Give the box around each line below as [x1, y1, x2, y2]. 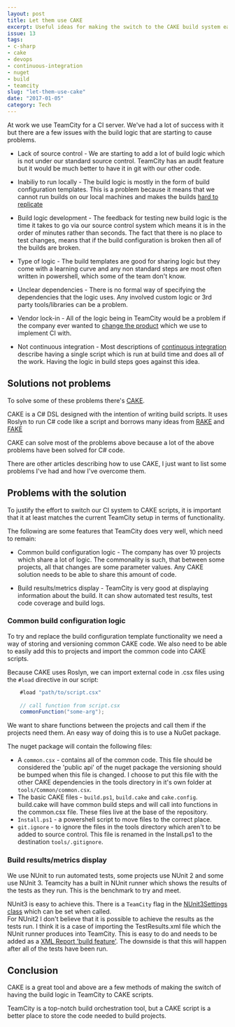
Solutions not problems [7, 378, 111, 390]
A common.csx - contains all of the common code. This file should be [17, 756, 213, 764]
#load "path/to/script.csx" [20, 688, 101, 696]
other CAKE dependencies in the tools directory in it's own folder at [17, 778, 212, 787]
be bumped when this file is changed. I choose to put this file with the [17, 770, 218, 779]
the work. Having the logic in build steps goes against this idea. [17, 357, 200, 365]
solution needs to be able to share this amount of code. [17, 570, 177, 578]
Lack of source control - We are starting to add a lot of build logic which [17, 149, 225, 158]
